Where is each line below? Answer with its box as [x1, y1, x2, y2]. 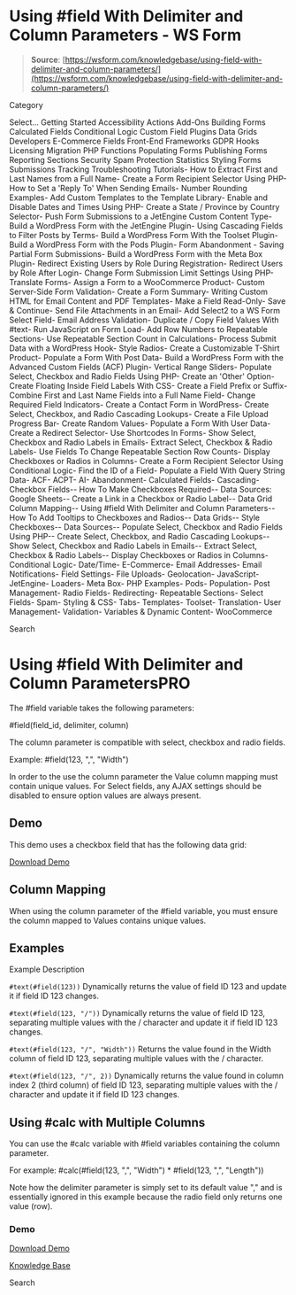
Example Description [9, 964, 85, 975]
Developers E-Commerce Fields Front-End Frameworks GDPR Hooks [9, 136, 260, 146]
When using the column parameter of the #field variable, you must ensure [9, 905, 278, 916]
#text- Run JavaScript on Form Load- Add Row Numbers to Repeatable [9, 323, 268, 334]
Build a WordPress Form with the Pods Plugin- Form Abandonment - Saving [9, 239, 285, 250]
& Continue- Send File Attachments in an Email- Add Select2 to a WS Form [9, 305, 281, 315]
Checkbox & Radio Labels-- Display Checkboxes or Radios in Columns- [9, 549, 269, 560]
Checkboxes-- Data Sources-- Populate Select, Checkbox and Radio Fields [9, 521, 283, 532]
